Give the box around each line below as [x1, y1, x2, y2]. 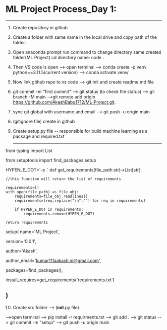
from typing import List [5, 148, 53, 154]
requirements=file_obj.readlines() [14, 194, 88, 199]
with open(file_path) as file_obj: [5, 189, 79, 194]
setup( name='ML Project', [5, 229, 60, 235]
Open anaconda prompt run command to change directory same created [12, 49, 162, 55]
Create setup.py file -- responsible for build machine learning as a [12, 128, 148, 134]
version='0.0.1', [5, 238, 37, 244]
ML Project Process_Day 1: [5, 3, 117, 15]
